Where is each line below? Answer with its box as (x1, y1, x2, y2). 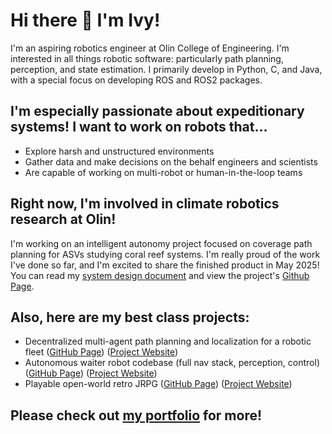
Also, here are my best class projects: (10, 309, 250, 326)
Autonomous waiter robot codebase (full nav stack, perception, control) (24, 357, 320, 369)
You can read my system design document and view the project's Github (10, 269, 310, 281)
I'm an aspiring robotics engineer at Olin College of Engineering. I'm (10, 42, 290, 54)
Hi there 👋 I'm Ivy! (10, 9, 161, 32)
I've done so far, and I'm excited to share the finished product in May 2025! (10, 259, 320, 271)
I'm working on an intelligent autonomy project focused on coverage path (10, 237, 313, 249)
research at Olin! (10, 211, 117, 228)
